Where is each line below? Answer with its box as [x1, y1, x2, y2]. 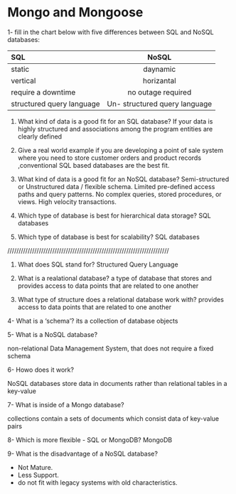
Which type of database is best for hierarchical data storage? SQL [17, 211, 211, 220]
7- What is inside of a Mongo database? [7, 400, 124, 409]
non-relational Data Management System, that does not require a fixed [7, 344, 214, 353]
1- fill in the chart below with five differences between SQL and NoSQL [7, 28, 215, 36]
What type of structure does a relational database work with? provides [17, 295, 224, 304]
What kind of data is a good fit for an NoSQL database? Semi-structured [17, 175, 230, 183]
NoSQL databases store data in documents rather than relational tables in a [7, 379, 227, 387]
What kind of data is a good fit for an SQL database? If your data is [17, 117, 213, 125]
